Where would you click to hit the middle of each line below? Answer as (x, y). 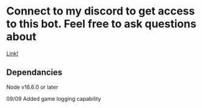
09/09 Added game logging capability (54, 98)
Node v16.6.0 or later (32, 87)
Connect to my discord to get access (101, 11)
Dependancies (34, 73)
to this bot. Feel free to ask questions (101, 24)
